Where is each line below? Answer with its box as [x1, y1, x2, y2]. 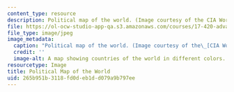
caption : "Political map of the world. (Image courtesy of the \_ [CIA [13, 42, 219, 49]
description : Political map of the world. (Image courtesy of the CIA [7, 17, 217, 24]
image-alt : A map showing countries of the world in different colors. [13, 55, 226, 62]
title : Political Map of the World [7, 68, 111, 75]
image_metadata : [7, 36, 54, 43]
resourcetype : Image [7, 62, 68, 68]
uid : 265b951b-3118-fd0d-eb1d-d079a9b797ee [7, 74, 136, 82]
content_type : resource [7, 10, 77, 17]
